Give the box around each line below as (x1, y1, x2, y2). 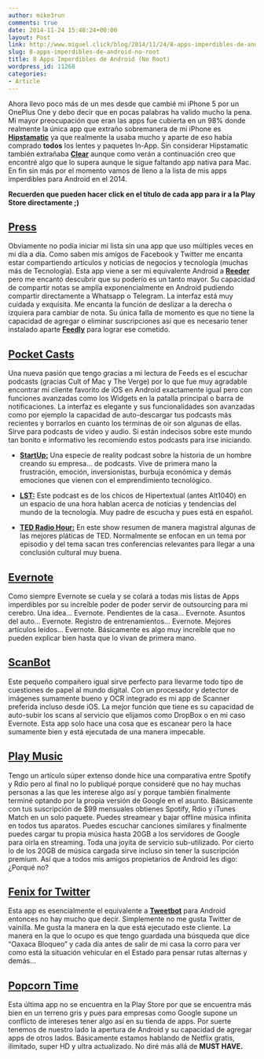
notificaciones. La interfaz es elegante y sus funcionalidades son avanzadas (8, 402, 255, 411)
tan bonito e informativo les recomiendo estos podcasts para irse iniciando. (8, 436, 252, 445)
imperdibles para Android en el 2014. (8, 174, 127, 183)
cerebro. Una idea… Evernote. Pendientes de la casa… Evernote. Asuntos (8, 608, 246, 617)
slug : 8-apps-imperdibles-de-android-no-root (8, 48, 159, 56)
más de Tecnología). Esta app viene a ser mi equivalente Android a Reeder (8, 267, 250, 276)
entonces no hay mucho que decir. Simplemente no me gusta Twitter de (8, 914, 241, 924)
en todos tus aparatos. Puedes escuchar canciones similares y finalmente (8, 821, 247, 830)
